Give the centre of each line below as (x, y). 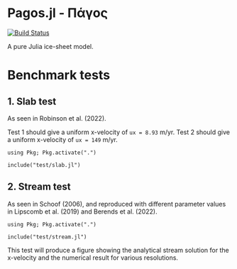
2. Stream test (39, 187)
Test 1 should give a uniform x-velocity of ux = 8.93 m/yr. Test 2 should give (119, 132)
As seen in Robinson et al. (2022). (57, 118)
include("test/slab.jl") (44, 165)
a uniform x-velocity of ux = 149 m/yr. (63, 139)
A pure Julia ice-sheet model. (50, 46)
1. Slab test (32, 101)
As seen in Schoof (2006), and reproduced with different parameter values (117, 204)
